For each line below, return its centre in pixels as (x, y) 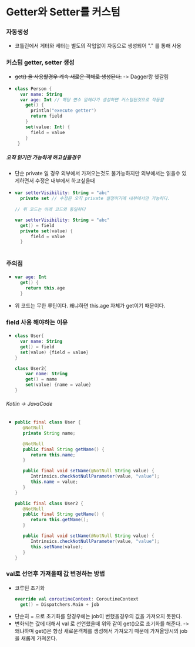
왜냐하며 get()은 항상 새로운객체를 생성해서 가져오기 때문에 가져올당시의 (97, 631)
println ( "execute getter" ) (63, 111)
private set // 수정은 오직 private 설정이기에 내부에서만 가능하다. (95, 199)
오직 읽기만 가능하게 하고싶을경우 (43, 157)
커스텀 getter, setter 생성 (40, 62)
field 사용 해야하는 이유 (37, 322)
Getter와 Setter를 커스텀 (63, 12)
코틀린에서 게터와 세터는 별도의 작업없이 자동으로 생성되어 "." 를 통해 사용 (98, 46)
